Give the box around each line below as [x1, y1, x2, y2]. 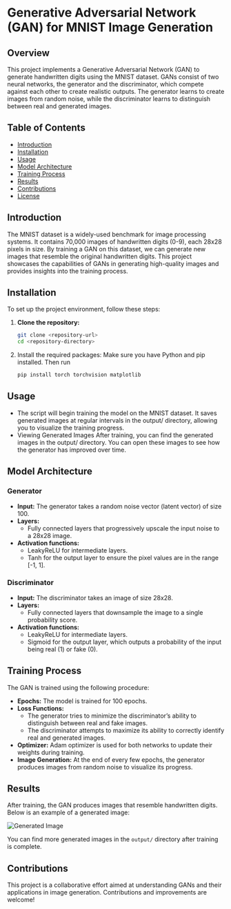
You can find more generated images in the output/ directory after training [7, 835, 219, 843]
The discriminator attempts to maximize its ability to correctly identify [27, 726, 225, 734]
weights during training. [17, 748, 85, 756]
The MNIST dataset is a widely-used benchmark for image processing [7, 230, 207, 238]
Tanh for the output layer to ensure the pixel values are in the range [27, 553, 219, 562]
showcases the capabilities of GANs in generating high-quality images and [7, 259, 219, 267]
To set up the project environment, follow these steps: [7, 305, 161, 314]
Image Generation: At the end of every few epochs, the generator [17, 755, 205, 764]
